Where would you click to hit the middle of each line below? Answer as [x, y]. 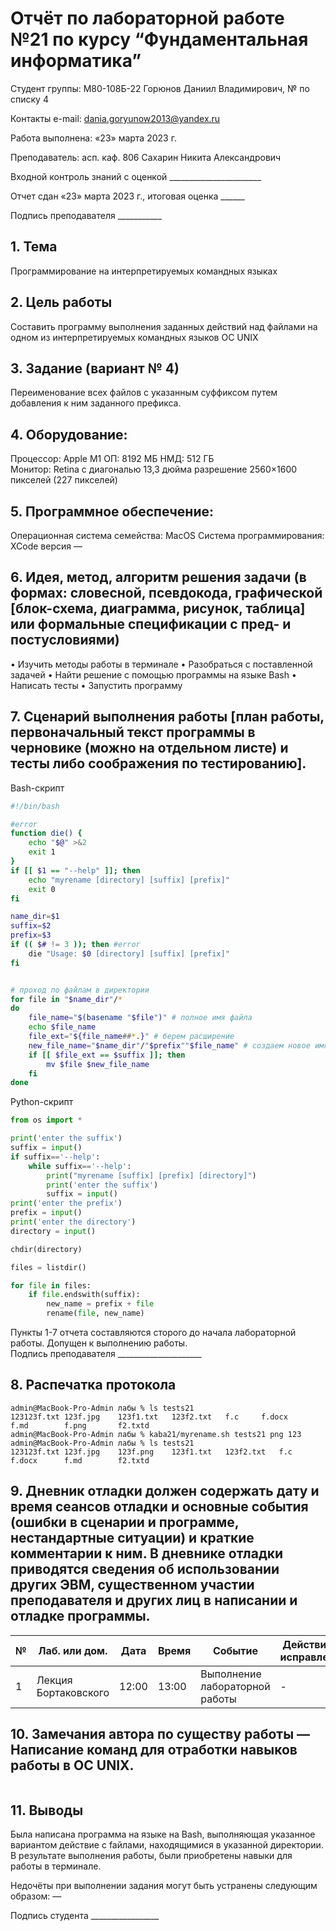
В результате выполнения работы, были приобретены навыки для [151, 1856]
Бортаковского [73, 1692]
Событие [235, 1650]
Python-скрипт [42, 1102]
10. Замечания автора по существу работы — [160, 1734]
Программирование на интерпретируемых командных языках [144, 271]
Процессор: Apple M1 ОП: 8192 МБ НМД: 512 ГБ [112, 459]
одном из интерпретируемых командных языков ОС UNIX [134, 337]
